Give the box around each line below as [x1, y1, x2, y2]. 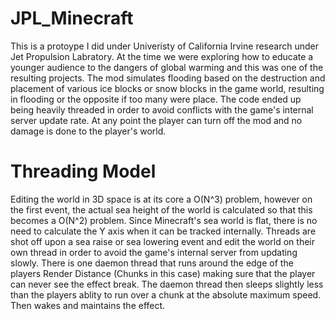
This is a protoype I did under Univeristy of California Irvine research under [10, 40, 319, 52]
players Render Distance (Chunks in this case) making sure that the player [10, 267, 316, 279]
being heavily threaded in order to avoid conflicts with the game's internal [10, 103, 314, 116]
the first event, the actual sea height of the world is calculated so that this [10, 203, 313, 216]
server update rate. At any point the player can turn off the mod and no [10, 114, 303, 126]
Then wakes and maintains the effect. [10, 299, 166, 311]
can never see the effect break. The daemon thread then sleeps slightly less [10, 278, 324, 290]
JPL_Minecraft [10, 7, 134, 30]
